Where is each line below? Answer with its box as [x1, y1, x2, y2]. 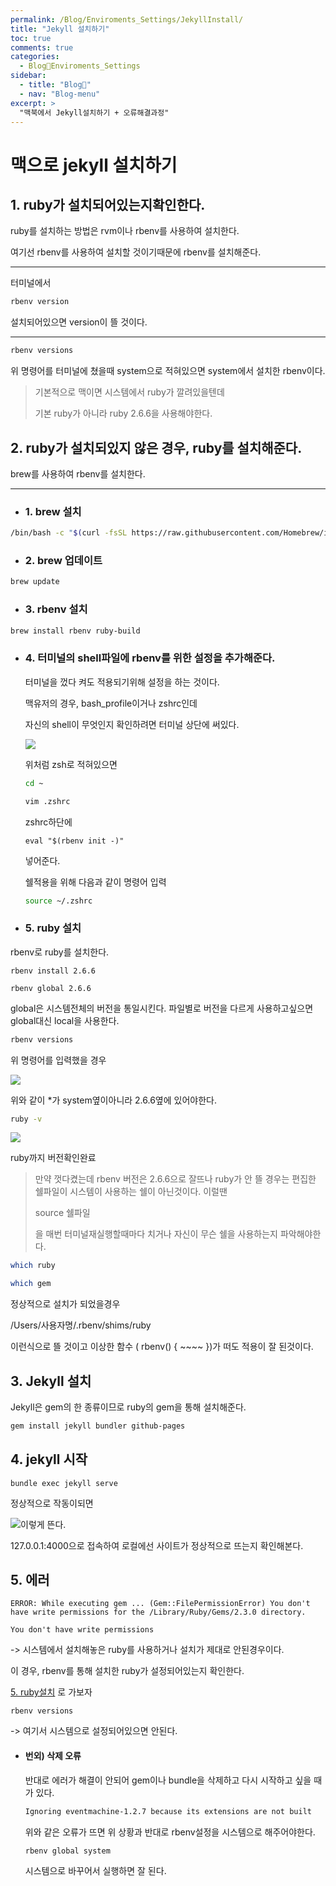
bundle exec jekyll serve [10, 1478, 118, 1488]
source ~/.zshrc [24, 896, 93, 906]
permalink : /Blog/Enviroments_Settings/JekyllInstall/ [10, 14, 244, 25]
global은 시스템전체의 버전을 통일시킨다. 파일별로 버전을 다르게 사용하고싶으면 [10, 1002, 314, 1014]
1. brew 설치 [24, 504, 82, 518]
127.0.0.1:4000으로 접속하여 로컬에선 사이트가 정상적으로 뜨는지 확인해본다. [10, 1539, 304, 1551]
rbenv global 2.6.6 [10, 983, 92, 993]
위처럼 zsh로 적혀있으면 [24, 758, 118, 770]
